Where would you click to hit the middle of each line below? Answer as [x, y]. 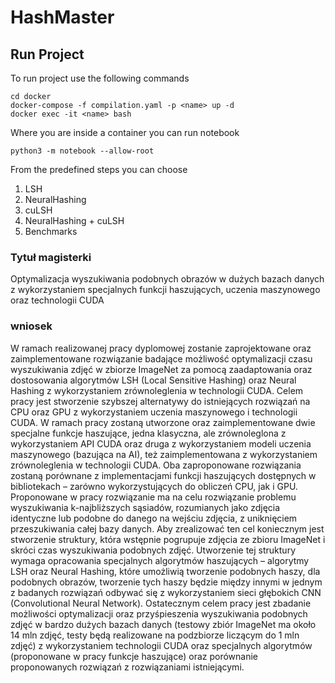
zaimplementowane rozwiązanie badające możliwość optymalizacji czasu [161, 358]
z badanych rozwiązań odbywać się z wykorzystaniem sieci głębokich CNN [166, 592]
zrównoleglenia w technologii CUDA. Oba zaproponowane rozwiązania [156, 465]
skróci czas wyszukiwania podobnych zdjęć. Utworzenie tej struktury [153, 550]
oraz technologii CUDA [57, 300]
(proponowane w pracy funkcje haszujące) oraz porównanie [134, 656]
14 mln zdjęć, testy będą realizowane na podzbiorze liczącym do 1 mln [155, 635]
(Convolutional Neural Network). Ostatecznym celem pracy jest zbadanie [161, 603]
